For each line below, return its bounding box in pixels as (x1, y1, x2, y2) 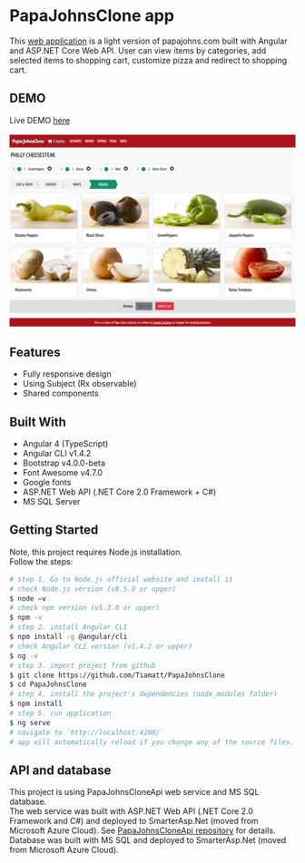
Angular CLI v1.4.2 (22, 448, 92, 458)
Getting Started (9, 523, 99, 538)
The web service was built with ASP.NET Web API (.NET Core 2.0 (9, 806, 254, 817)
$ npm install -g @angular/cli (9, 633, 128, 642)
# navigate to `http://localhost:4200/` (9, 728, 165, 737)
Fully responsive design (22, 368, 112, 379)
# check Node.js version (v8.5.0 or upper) (9, 584, 177, 593)
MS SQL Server (22, 496, 81, 506)
